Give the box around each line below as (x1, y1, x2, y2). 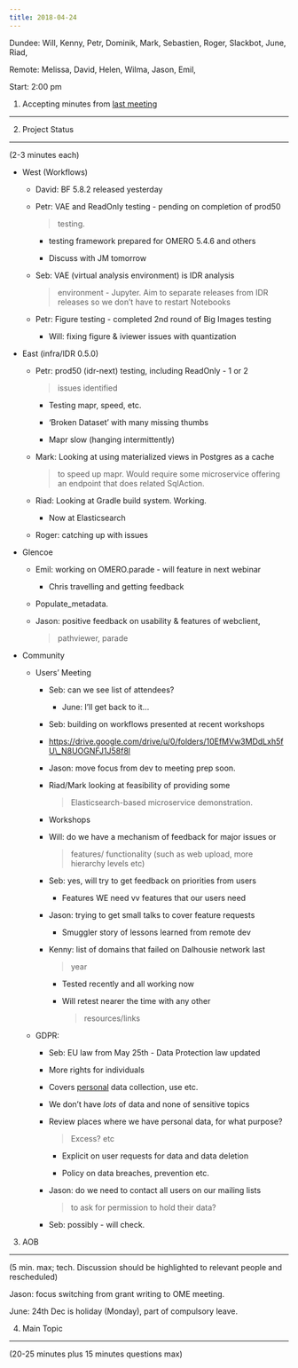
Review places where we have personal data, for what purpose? (48, 1116, 283, 1127)
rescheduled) (9, 1271, 59, 1282)
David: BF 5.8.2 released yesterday (35, 184, 163, 194)
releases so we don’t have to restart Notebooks (57, 297, 231, 307)
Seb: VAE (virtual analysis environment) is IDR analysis (35, 270, 235, 281)
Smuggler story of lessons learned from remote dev (61, 927, 251, 937)
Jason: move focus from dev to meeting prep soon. (48, 763, 237, 773)
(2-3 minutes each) (9, 149, 80, 160)
